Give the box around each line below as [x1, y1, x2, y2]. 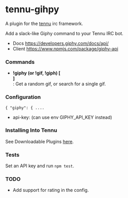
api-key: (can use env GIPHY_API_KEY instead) [12, 114, 113, 120]
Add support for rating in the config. [12, 187, 89, 193]
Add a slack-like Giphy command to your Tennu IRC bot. [5, 30, 124, 36]
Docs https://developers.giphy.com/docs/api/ [12, 40, 109, 46]
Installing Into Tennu [5, 127, 57, 134]
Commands [5, 58, 35, 65]
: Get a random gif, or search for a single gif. [12, 81, 106, 87]
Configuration [5, 93, 41, 101]
